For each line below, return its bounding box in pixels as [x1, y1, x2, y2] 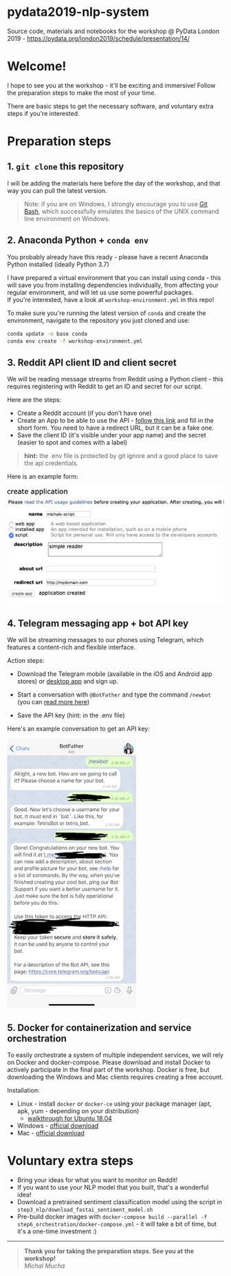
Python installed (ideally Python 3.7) [7, 260, 110, 268]
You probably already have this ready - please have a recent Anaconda [7, 252, 208, 261]
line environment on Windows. [23, 215, 111, 223]
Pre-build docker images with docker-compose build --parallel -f [16, 1212, 208, 1221]
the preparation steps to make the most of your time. [7, 88, 157, 97]
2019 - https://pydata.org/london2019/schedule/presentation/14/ [7, 34, 190, 42]
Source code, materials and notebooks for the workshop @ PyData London [7, 27, 220, 35]
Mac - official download [16, 1129, 85, 1137]
